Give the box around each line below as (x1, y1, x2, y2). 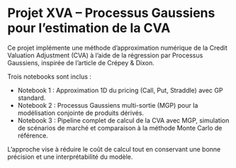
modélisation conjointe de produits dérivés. (17, 108, 144, 117)
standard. (17, 94, 46, 102)
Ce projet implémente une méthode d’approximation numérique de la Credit (7, 43, 228, 52)
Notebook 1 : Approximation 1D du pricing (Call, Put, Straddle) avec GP (17, 86, 223, 94)
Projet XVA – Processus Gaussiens (7, 5, 215, 21)
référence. (17, 131, 48, 140)
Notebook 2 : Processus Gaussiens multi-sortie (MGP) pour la (17, 101, 198, 109)
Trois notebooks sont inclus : (7, 72, 92, 81)
